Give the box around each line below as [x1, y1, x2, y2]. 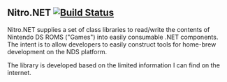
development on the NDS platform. [7, 47, 107, 56]
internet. [7, 68, 31, 76]
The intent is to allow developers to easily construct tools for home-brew [7, 40, 217, 49]
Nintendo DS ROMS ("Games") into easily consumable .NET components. [7, 33, 219, 41]
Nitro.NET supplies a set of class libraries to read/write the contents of [7, 25, 210, 33]
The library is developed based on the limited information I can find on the [7, 60, 220, 69]
